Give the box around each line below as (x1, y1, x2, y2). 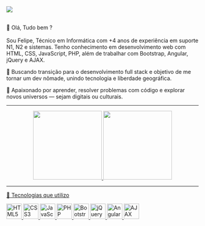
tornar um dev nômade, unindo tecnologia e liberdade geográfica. (6, 75, 172, 82)
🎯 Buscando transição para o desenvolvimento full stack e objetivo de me (6, 68, 192, 75)
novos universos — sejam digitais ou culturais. (6, 93, 123, 100)
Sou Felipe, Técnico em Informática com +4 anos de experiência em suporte (6, 37, 199, 44)
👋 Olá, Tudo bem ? (6, 24, 53, 31)
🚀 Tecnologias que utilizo (6, 192, 70, 199)
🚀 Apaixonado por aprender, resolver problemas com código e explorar (6, 87, 185, 93)
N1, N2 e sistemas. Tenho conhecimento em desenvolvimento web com (6, 43, 186, 51)
